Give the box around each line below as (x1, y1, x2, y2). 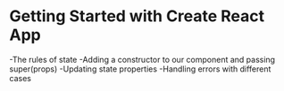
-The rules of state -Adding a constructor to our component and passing (9, 54, 275, 64)
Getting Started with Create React (9, 6, 265, 27)
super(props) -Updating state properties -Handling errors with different (9, 64, 271, 74)
